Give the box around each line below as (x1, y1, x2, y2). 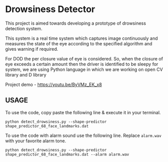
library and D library (5, 71, 47, 77)
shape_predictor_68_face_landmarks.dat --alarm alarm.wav (5, 152, 129, 157)
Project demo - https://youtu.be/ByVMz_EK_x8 (5, 82, 102, 88)
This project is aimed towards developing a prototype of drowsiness (5, 20, 146, 26)
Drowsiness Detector (5, 4, 96, 15)
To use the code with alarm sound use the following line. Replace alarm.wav (5, 132, 162, 138)
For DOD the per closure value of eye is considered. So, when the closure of (5, 55, 163, 61)
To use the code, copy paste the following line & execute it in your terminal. (5, 109, 161, 115)
